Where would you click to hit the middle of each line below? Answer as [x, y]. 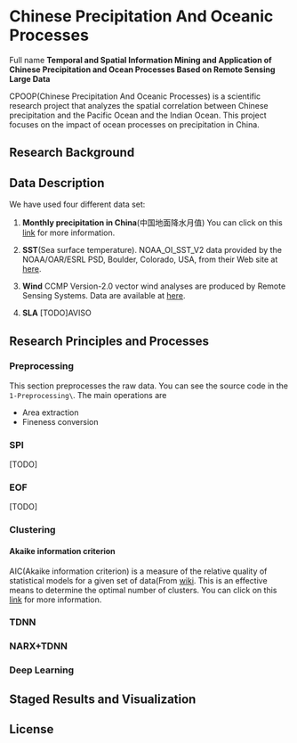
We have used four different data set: [77, 204]
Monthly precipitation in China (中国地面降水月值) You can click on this [152, 223]
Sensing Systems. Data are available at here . [104, 296]
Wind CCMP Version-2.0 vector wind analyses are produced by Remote [154, 286]
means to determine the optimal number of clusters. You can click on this [143, 590]
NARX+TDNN [39, 646]
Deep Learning [42, 670]
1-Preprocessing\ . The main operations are [88, 395]
